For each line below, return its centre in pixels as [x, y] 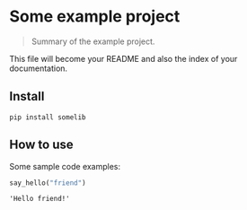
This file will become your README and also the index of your [123, 58]
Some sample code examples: [65, 166]
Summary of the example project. [93, 41]
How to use [41, 145]
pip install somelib [48, 117]
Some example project [95, 17]
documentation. [39, 68]
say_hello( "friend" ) [48, 183]
